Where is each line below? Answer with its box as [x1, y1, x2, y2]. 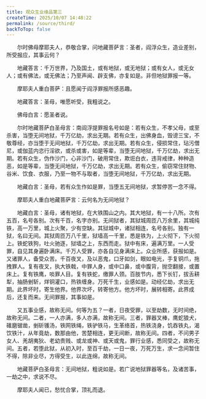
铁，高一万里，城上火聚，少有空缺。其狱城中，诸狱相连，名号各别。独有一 [6, 224, 194, 232]
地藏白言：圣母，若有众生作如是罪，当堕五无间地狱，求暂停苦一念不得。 [17, 183, 200, 191]
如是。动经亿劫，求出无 [134, 278, 194, 286]
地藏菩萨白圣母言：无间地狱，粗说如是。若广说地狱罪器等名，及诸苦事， [17, 365, 200, 373]
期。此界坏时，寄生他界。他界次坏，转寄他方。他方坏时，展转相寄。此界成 [6, 286, 194, 293]
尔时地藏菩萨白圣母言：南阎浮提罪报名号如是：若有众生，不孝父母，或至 [17, 124, 200, 132]
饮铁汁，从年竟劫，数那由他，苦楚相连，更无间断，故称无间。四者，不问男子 [6, 329, 200, 337]
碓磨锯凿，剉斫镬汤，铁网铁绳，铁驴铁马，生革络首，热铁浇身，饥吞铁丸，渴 [6, 322, 200, 329]
